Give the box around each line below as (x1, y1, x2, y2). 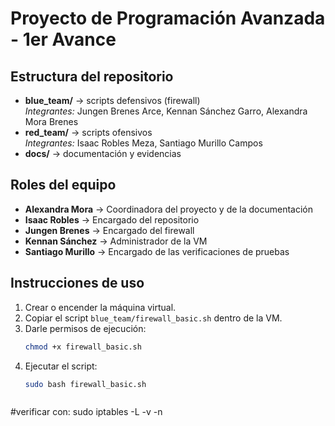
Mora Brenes (24, 116, 79, 127)
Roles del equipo (10, 177, 117, 194)
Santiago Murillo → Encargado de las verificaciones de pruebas (24, 245, 290, 257)
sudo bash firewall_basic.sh (24, 379, 147, 389)
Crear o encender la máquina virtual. (24, 301, 177, 313)
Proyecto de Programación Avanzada (10, 7, 326, 30)
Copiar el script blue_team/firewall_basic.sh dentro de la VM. (24, 312, 283, 324)
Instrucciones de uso (10, 275, 145, 292)
